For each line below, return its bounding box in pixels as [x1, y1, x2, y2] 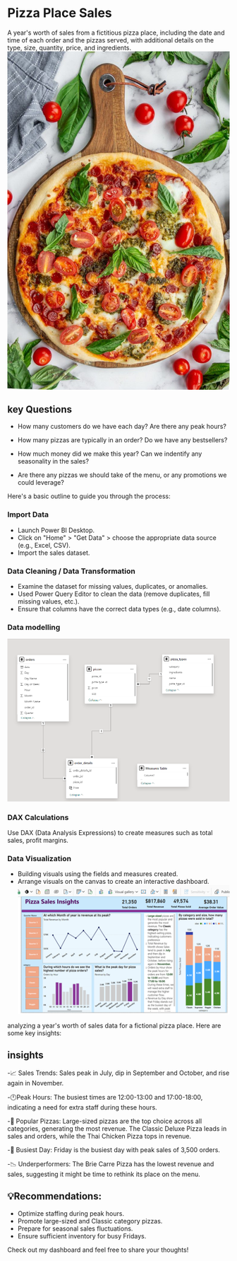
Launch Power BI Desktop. [17, 526, 95, 534]
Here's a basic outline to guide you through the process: [7, 492, 171, 500]
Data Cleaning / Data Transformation [7, 566, 136, 576]
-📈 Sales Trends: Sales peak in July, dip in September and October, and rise [7, 1069, 230, 1077]
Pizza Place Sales [7, 5, 113, 21]
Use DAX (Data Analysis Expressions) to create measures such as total [7, 829, 213, 837]
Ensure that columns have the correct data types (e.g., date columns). [17, 604, 221, 613]
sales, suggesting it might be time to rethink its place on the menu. [7, 1170, 201, 1178]
